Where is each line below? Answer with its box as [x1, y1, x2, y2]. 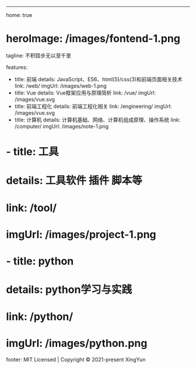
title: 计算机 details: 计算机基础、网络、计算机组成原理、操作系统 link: [14, 116, 181, 123]
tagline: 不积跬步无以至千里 [6, 52, 72, 59]
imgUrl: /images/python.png [6, 337, 148, 350]
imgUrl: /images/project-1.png [6, 228, 156, 241]
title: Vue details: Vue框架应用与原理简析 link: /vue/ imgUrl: [14, 89, 156, 96]
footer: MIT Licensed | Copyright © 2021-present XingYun [6, 356, 146, 363]
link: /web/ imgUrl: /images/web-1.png [14, 82, 107, 89]
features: [6, 64, 28, 71]
